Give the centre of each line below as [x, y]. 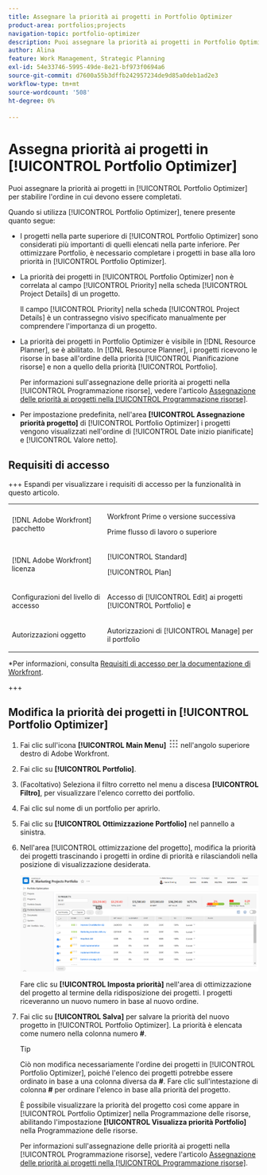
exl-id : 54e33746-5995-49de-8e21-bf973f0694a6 [87, 68]
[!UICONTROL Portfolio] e [149, 605]
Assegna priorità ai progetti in [108, 149]
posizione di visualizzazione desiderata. [85, 864]
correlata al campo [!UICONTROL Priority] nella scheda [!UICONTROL [133, 286]
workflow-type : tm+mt [44, 84]
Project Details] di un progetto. [70, 294]
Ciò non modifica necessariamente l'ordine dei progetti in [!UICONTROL [137, 1064]
